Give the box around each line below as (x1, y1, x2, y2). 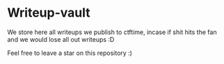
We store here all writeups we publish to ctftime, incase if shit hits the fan (7, 28, 217, 36)
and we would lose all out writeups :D (7, 35, 115, 43)
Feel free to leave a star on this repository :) (7, 49, 132, 57)
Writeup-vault (7, 5, 90, 21)
